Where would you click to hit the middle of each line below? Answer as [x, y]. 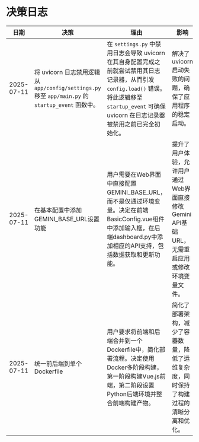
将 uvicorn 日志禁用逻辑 [67, 72]
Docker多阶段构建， [134, 367]
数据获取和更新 [133, 255]
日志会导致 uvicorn [139, 53]
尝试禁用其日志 [139, 71]
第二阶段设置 [136, 385]
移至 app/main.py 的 [61, 96]
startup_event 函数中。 [67, 104]
